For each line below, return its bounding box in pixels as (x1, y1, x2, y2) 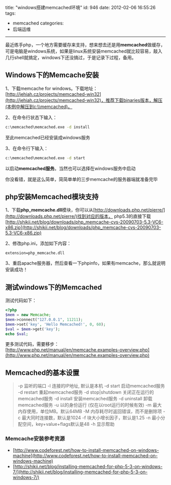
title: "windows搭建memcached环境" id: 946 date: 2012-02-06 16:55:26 (5, 5, 156, 10)
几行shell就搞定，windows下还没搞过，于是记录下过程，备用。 (5, 55, 136, 60)
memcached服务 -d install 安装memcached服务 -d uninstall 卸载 (17, 396, 153, 402)
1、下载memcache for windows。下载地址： (5, 85, 98, 91)
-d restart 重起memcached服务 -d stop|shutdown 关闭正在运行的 (17, 389, 154, 395)
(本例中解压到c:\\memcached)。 (5, 104, 73, 110)
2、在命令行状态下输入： (5, 114, 58, 120)
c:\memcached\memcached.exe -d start (5, 155, 85, 161)
